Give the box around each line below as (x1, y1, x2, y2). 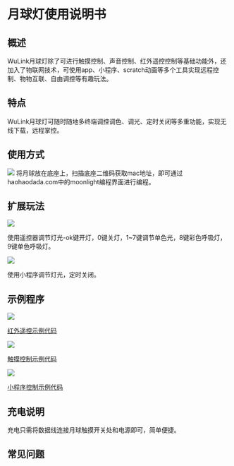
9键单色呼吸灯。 (7, 242, 55, 251)
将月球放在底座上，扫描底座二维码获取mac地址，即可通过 (16, 169, 183, 177)
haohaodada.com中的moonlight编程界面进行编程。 (7, 177, 155, 186)
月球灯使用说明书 (7, 6, 107, 23)
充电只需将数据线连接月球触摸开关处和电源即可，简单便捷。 (7, 426, 180, 434)
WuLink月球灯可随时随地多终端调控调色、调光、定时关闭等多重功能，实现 (7, 117, 221, 126)
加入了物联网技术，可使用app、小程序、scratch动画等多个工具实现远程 (7, 66, 214, 74)
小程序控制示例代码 (7, 383, 63, 392)
